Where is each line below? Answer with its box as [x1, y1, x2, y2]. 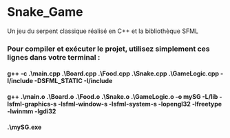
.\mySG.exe [7, 123, 42, 131]
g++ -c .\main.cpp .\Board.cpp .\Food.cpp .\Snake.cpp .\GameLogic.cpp [7, 69, 219, 78]
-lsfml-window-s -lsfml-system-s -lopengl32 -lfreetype [57, 100, 222, 108]
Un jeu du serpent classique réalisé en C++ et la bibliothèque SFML [7, 27, 199, 35]
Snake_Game [7, 4, 84, 20]
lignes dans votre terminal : [7, 52, 101, 62]
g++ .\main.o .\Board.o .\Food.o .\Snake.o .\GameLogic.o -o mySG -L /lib [7, 93, 218, 101]
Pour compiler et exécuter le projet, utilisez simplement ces [7, 44, 210, 54]
